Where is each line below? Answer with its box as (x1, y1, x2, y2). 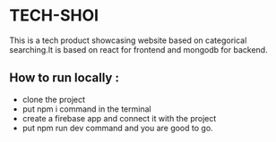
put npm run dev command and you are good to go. (22, 122, 213, 133)
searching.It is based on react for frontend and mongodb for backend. (9, 44, 268, 54)
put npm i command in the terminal (22, 104, 151, 114)
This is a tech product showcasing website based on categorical (9, 35, 247, 46)
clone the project (22, 94, 86, 104)
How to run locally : (9, 71, 119, 86)
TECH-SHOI (9, 5, 99, 26)
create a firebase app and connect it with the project (22, 113, 217, 123)
